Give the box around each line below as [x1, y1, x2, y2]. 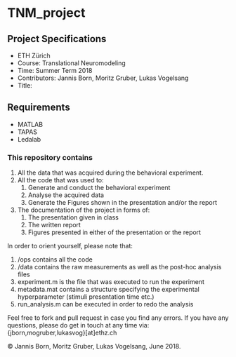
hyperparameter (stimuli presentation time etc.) [17, 292, 155, 301]
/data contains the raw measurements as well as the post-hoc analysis [17, 263, 222, 271]
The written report [27, 221, 81, 229]
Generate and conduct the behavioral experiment [27, 184, 171, 192]
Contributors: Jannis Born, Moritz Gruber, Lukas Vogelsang [17, 74, 189, 82]
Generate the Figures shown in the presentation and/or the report [27, 198, 218, 207]
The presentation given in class [27, 213, 119, 222]
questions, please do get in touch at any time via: [7, 321, 150, 330]
